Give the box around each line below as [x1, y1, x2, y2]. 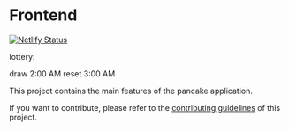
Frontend [9, 5, 78, 25]
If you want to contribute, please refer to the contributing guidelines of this [9, 102, 281, 113]
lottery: [9, 51, 35, 62]
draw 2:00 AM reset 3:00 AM [9, 68, 116, 79]
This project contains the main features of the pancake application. [9, 85, 254, 96]
